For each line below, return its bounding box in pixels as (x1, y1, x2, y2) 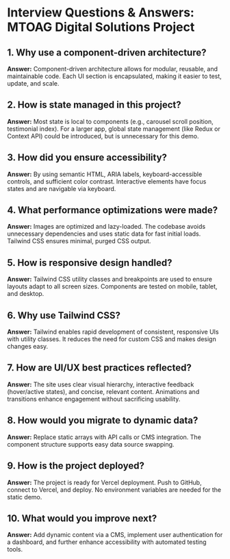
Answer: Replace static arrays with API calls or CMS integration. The (7, 433, 202, 441)
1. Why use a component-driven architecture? (7, 47, 207, 58)
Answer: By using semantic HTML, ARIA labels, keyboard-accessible (7, 170, 203, 178)
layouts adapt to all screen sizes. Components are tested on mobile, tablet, (7, 282, 218, 290)
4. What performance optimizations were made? (7, 204, 218, 216)
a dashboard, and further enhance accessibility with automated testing (7, 538, 207, 546)
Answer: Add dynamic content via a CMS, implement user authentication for (7, 531, 223, 539)
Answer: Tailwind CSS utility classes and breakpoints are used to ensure (7, 275, 212, 284)
